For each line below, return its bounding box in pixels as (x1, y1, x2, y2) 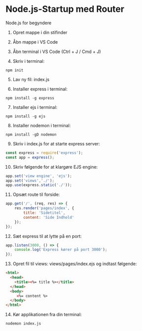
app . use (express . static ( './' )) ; (5, 183, 72, 188)
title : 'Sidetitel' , (23, 210, 66, 216)
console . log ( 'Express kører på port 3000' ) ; (14, 247, 107, 252)
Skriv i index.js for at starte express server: (12, 141, 100, 146)
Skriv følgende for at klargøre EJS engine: (12, 164, 98, 170)
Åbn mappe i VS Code (12, 39, 58, 45)
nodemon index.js (5, 321, 41, 326)
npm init (5, 68, 24, 73)
